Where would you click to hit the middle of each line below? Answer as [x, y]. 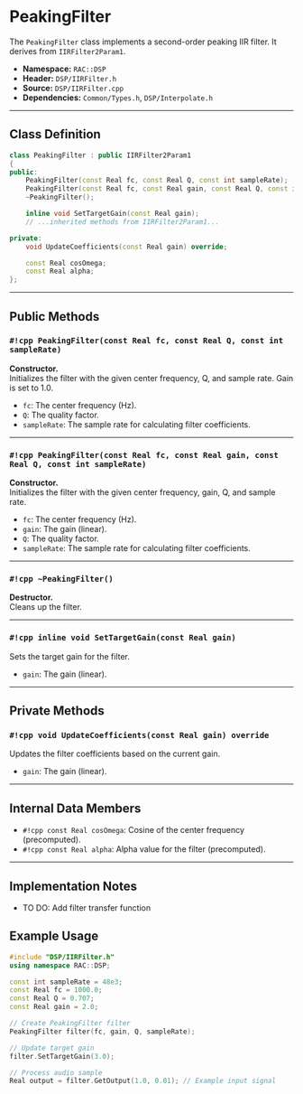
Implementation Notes [73, 886]
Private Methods [57, 711]
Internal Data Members [75, 808]
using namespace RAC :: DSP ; [60, 965]
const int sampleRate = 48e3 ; [66, 982]
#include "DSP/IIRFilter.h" [62, 957]
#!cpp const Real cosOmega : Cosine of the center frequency [133, 830]
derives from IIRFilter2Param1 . [68, 51]
